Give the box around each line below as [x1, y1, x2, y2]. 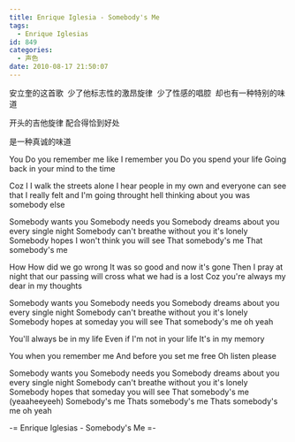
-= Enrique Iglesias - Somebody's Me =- [9, 422, 156, 433]
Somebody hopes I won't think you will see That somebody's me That [9, 235, 263, 246]
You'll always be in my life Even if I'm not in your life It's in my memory [9, 333, 265, 344]
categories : [9, 46, 53, 55]
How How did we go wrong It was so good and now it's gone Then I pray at [9, 262, 284, 272]
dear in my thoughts [9, 280, 82, 291]
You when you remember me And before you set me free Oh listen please [9, 350, 276, 361]
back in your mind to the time [9, 163, 116, 173]
